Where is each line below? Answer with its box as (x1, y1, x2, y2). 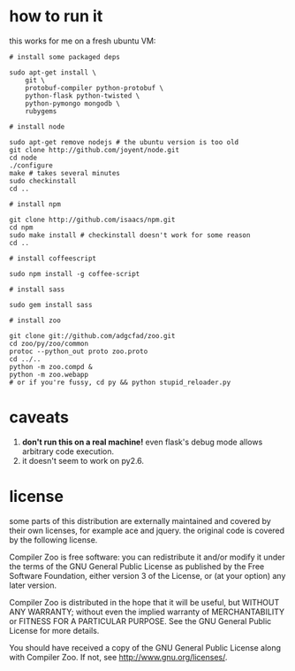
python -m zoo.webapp (9, 370, 89, 379)
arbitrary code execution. (21, 445, 115, 457)
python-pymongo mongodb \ (25, 99, 121, 108)
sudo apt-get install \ (9, 68, 97, 77)
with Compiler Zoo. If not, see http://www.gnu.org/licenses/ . (9, 652, 228, 662)
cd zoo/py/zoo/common (9, 339, 89, 348)
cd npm (9, 223, 34, 232)
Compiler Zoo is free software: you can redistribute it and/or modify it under (9, 551, 285, 562)
